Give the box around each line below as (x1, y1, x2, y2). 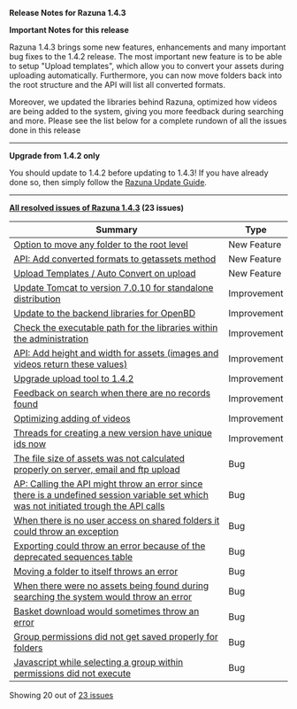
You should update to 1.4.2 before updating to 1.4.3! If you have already (9, 168, 269, 178)
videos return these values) (13, 358, 128, 370)
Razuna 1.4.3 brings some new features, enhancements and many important (9, 42, 286, 52)
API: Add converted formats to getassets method (13, 253, 217, 265)
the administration (13, 332, 89, 345)
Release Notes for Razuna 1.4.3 (9, 8, 126, 18)
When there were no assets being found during (13, 580, 209, 592)
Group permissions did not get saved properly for (13, 631, 218, 643)
